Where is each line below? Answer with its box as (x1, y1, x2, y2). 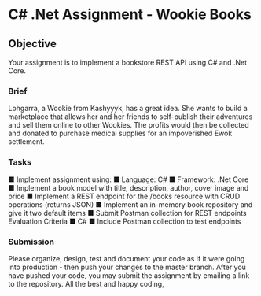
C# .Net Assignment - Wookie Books (8, 6, 252, 24)
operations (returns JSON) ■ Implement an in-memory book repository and (8, 199, 253, 209)
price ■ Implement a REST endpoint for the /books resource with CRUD (8, 191, 241, 201)
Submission (8, 236, 55, 247)
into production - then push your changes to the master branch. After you (8, 262, 246, 272)
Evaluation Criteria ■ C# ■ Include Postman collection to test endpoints (8, 216, 241, 226)
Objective (8, 37, 57, 50)
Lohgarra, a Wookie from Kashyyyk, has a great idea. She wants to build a (8, 104, 248, 113)
